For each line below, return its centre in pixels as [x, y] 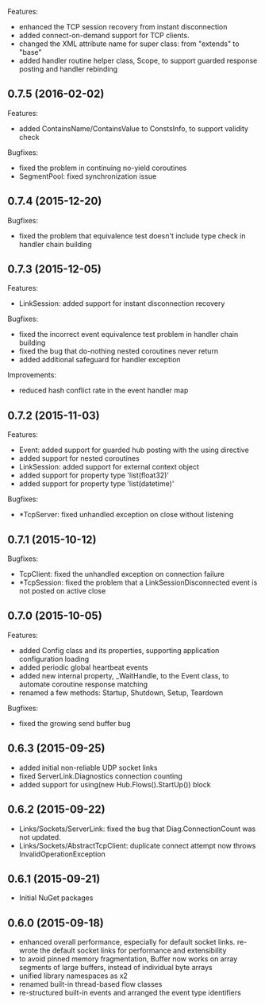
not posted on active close [62, 591]
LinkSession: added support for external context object [109, 467]
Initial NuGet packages [56, 898]
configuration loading [54, 659]
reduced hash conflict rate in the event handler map [104, 390]
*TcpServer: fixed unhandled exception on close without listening [126, 515]
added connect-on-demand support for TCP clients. [104, 35]
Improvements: [32, 375]
